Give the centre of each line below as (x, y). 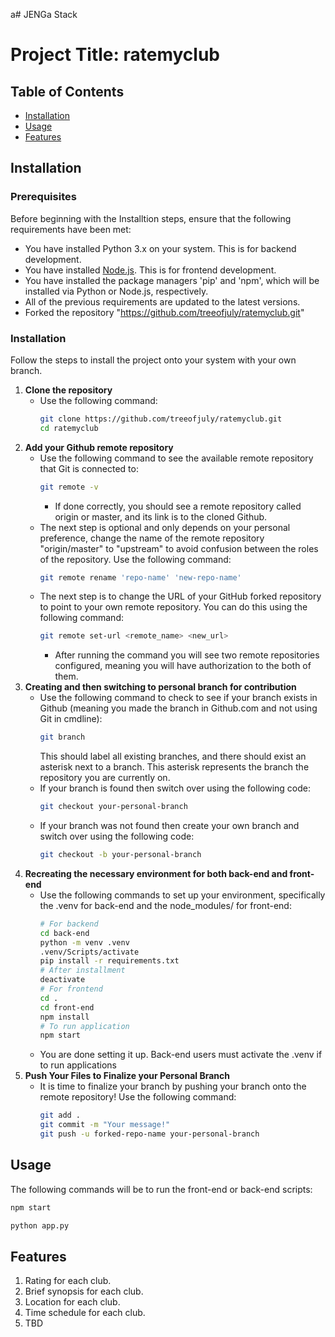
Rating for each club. (68, 1281)
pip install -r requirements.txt (109, 961)
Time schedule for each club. (85, 1313)
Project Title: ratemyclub (115, 55)
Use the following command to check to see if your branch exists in (178, 698)
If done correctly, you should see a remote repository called (178, 506)
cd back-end (64, 933)
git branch (62, 737)
